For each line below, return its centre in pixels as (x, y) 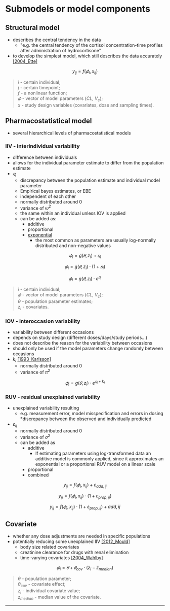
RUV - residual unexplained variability (53, 397)
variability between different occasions (53, 332)
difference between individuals (45, 157)
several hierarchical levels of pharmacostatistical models (72, 133)
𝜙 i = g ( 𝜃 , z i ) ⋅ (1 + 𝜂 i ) (85, 267)
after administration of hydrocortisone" (60, 50)
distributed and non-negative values (73, 246)
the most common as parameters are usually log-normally (96, 240)
